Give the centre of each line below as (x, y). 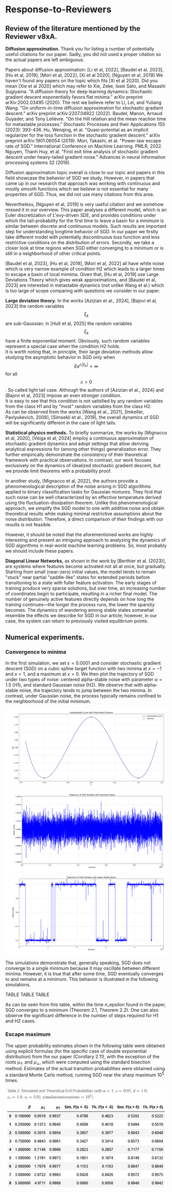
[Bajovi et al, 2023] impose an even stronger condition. (63, 396)
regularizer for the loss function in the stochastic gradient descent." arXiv (83, 135)
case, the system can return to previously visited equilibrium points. (77, 621)
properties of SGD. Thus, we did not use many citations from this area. (80, 194)
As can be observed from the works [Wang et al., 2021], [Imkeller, (75, 412)
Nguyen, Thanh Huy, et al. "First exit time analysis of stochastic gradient (82, 152)
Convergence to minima (36, 652)
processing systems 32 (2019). (38, 162)
